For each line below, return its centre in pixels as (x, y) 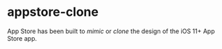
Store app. (22, 38)
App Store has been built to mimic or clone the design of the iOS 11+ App (111, 31)
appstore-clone (53, 12)
